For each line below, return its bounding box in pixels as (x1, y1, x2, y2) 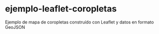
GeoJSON (5, 24, 25, 30)
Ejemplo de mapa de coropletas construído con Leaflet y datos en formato (5, 19, 154, 25)
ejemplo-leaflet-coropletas (5, 3, 117, 14)
